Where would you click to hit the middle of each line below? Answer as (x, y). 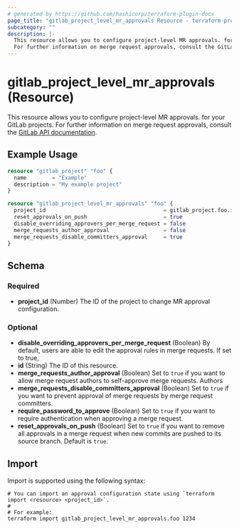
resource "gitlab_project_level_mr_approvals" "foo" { (90, 204)
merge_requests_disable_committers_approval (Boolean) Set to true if (123, 388)
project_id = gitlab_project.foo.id (125, 211)
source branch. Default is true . (63, 441)
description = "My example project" (68, 184)
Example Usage (43, 155)
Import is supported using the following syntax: (76, 481)
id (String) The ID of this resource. (68, 366)
